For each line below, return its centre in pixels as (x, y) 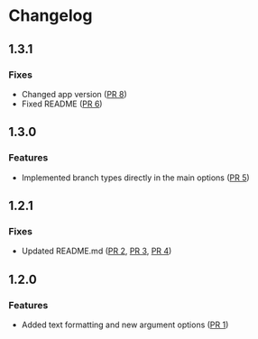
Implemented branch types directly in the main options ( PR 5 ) (135, 178)
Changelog (51, 16)
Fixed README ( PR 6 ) (62, 104)
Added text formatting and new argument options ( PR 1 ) (125, 325)
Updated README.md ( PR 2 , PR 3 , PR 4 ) (97, 251)
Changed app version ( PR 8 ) (74, 94)
